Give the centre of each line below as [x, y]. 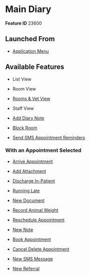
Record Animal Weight [35, 210]
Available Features [35, 67]
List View [22, 79]
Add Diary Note [28, 118]
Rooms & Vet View [31, 99]
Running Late [26, 191]
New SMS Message [33, 259]
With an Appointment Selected [43, 150]
